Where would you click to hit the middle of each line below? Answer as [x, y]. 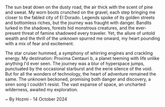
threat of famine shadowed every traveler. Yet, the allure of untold [88, 33]
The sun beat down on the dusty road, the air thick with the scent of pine [79, 7]
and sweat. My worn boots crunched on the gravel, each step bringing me [80, 12]
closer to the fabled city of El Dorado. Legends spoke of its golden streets [80, 17]
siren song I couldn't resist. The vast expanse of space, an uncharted [75, 84]
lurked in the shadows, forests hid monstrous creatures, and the [70, 28]
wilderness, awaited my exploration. [42, 90]
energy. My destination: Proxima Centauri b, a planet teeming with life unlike [82, 58]
